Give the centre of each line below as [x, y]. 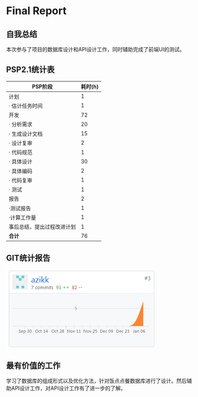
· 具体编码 [20, 171]
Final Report [36, 11]
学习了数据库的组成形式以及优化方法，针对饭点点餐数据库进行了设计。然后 [96, 381]
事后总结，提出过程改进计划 [42, 227]
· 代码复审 [20, 180]
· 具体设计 [20, 162]
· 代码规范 [20, 152]
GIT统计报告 [28, 258]
